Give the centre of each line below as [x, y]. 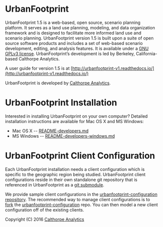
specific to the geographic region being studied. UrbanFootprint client [75, 174]
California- [147, 53]
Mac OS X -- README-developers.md [50, 131]
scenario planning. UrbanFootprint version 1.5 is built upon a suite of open [79, 38]
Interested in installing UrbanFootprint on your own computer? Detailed [76, 116]
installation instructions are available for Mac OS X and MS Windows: [74, 121]
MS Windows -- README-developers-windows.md [63, 136]
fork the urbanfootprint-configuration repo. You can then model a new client [81, 205]
